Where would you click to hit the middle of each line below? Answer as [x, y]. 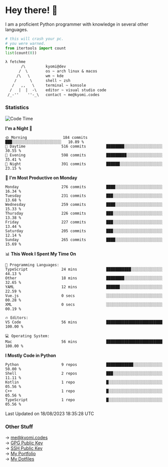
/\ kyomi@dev [43, 67]
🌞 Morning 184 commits [46, 137]
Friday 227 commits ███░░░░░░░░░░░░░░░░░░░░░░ [84, 222]
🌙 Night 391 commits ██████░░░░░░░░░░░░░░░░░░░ [84, 164]
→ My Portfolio [21, 454]
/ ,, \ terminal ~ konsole [49, 85]
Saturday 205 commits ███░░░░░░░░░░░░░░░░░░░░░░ [84, 231]
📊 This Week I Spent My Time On [41, 254]
